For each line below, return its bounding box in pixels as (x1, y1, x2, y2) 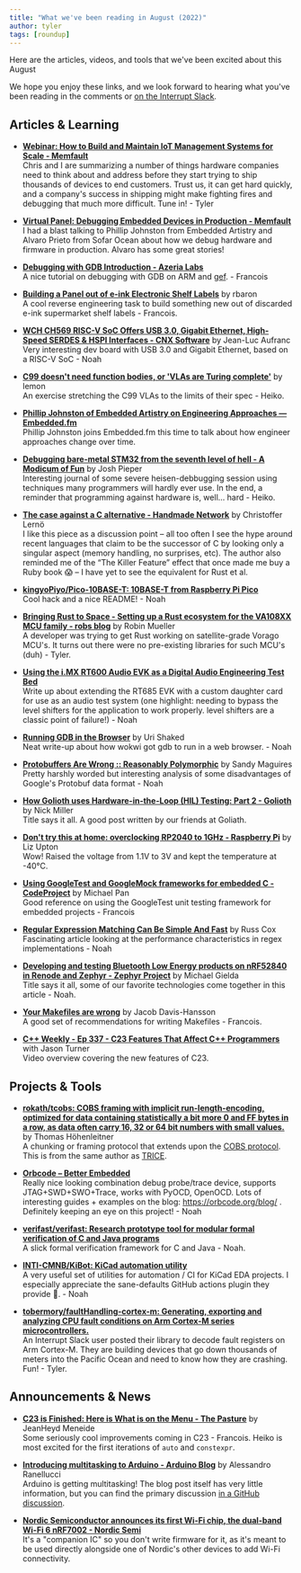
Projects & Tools (9, 1079, 102, 1094)
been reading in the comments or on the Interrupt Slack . (9, 91, 217, 102)
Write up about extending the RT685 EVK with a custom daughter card (22, 686, 283, 697)
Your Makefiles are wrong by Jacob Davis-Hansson (22, 1007, 217, 1018)
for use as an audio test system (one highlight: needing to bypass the (22, 696, 279, 707)
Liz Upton (22, 841, 58, 852)
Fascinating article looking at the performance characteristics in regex (22, 934, 283, 945)
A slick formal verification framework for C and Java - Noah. (22, 1242, 246, 1253)
